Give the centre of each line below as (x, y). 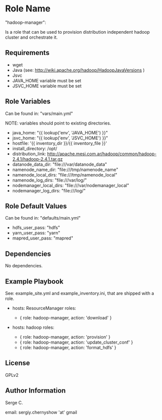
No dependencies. (24, 266)
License (18, 363)
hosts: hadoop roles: (33, 327)
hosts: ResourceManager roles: (44, 308)
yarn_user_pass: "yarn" (36, 233)
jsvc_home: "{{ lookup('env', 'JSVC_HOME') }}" (60, 138)
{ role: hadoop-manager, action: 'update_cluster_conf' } (76, 342)
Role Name (28, 9)
